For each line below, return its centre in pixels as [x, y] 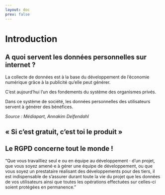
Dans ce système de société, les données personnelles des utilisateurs [78, 101]
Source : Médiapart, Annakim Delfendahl [47, 116]
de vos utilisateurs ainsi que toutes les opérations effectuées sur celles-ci [81, 182]
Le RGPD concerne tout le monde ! [59, 149]
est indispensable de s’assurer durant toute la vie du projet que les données [83, 176]
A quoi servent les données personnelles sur [76, 57]
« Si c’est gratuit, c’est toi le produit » [64, 132]
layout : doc [17, 10]
